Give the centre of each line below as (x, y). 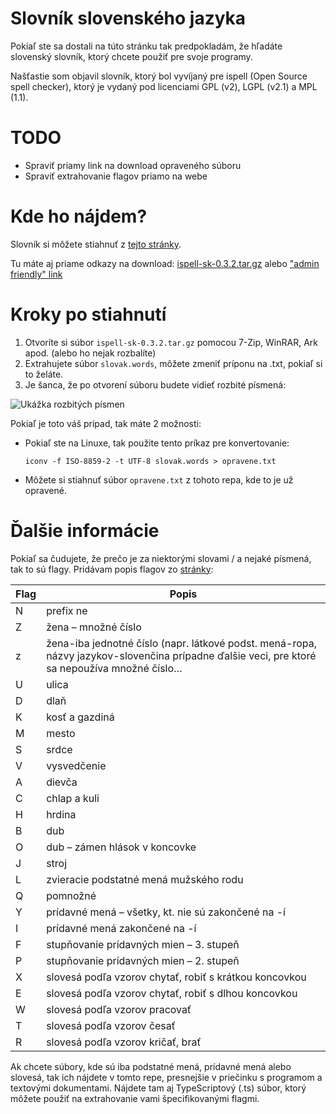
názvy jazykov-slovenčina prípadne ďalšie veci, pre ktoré (181, 655)
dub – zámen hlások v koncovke (121, 847)
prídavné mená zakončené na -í (121, 928)
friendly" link (36, 274)
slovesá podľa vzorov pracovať (119, 1009)
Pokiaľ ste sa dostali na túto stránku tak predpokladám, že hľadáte (146, 46)
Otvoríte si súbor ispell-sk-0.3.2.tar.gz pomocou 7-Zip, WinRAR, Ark (171, 342)
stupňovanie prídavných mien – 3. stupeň (143, 944)
